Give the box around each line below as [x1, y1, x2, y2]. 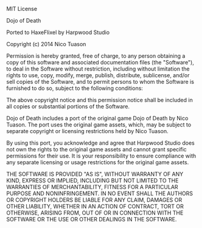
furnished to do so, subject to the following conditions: [6, 85, 143, 92]
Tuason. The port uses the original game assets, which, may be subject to [6, 121, 192, 128]
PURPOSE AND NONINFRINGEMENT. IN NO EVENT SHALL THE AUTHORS [6, 190, 193, 197]
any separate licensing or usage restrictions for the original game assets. [6, 159, 189, 166]
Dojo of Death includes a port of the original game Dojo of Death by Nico [6, 115, 189, 122]
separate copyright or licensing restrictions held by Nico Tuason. [6, 128, 169, 134]
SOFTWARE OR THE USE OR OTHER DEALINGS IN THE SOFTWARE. [6, 216, 177, 223]
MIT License [6, 5, 38, 12]
